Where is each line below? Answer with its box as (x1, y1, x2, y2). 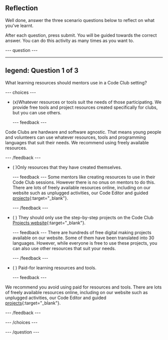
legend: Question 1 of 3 (5, 66, 79, 75)
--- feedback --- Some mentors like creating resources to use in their (12, 174, 155, 180)
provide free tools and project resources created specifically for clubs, (12, 104, 158, 110)
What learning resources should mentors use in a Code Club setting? (5, 79, 147, 85)
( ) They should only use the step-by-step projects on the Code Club (12, 214, 154, 220)
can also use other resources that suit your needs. (12, 245, 116, 251)
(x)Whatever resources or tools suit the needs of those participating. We (12, 99, 161, 105)
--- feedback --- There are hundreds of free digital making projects (12, 229, 151, 235)
